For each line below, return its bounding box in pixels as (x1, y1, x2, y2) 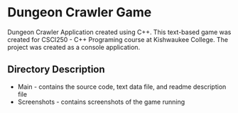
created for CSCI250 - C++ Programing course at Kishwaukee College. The (7, 35, 229, 43)
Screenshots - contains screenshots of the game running (17, 97, 185, 106)
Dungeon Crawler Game (7, 4, 152, 21)
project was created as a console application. (7, 43, 141, 51)
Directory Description (7, 63, 105, 75)
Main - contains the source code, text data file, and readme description (17, 82, 227, 91)
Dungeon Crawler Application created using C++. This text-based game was (7, 28, 232, 36)
